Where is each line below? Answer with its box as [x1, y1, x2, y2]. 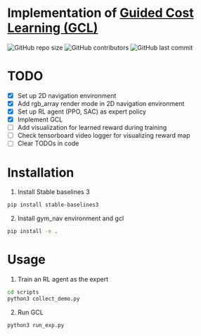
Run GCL [17, 308, 44, 316]
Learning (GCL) [7, 20, 98, 36]
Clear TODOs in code [17, 139, 79, 148]
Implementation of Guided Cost [7, 5, 195, 21]
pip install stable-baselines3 [7, 201, 99, 209]
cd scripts [7, 288, 39, 296]
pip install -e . [7, 228, 58, 235]
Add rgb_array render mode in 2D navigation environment [17, 99, 185, 107]
